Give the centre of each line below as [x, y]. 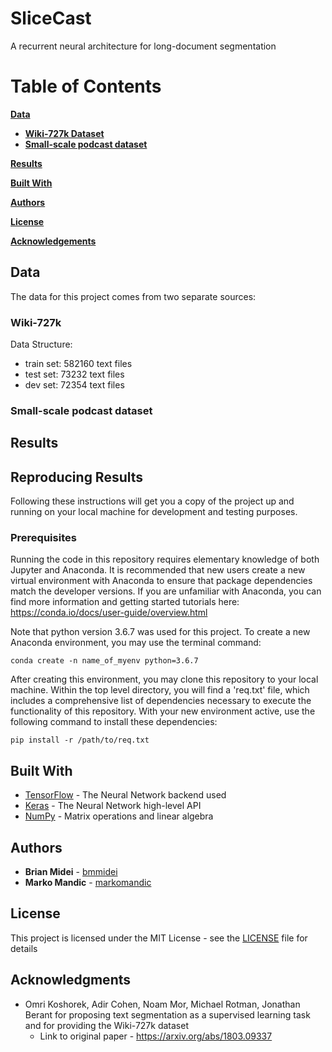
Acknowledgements [53, 241]
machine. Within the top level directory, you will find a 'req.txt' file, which [160, 690]
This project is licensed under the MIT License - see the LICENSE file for [159, 938]
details [24, 948]
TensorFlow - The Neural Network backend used [125, 795]
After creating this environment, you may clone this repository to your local [164, 679]
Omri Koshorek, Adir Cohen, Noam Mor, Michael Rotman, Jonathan [162, 1004]
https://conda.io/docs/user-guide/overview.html [109, 613]
